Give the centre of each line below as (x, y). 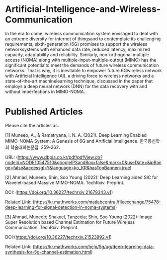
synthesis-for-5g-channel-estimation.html (48, 252)
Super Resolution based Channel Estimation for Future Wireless (70, 222)
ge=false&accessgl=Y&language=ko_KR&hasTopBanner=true (68, 168)
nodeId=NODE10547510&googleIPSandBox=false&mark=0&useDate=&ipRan (83, 162)
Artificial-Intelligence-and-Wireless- (83, 9)
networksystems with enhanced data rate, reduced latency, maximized (78, 49)
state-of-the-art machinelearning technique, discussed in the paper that (79, 81)
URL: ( (12, 157)
